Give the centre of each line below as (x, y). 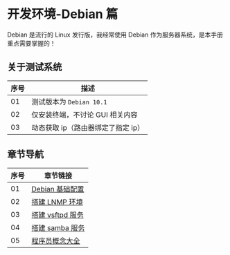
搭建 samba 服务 (58, 227)
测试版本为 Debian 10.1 (69, 102)
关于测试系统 (35, 67)
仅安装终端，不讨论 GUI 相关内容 (85, 115)
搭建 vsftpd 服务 (58, 215)
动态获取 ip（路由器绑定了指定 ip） (88, 127)
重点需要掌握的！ (32, 43)
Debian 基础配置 (58, 189)
